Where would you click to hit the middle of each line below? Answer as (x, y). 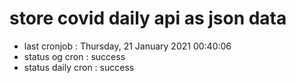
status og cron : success (74, 56)
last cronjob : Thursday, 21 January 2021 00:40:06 (127, 46)
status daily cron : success (79, 67)
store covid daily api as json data (148, 18)
